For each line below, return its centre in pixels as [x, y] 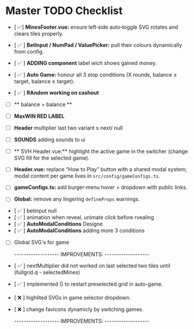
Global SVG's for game [42, 242]
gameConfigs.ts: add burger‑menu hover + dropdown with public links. [101, 187]
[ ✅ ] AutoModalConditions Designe [58, 224]
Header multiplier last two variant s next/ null [68, 128]
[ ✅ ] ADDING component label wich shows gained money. [85, 63]
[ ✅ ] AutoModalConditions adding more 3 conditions [79, 230]
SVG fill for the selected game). [52, 158]
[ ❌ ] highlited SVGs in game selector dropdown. [72, 297]
